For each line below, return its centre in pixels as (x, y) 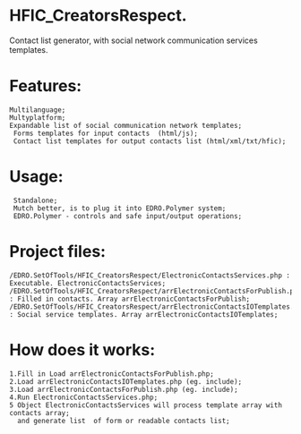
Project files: (57, 251)
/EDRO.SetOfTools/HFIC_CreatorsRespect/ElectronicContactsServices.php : (150, 275)
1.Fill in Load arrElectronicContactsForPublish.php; (112, 374)
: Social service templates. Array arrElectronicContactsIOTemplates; (144, 314)
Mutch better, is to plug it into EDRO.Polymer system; (120, 208)
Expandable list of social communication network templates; (126, 125)
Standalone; (35, 200)
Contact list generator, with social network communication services (133, 40)
